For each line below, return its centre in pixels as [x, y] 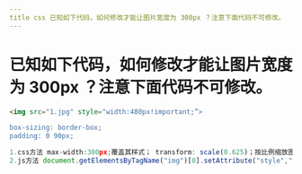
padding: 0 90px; [42, 136]
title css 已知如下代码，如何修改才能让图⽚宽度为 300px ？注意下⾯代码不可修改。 [147, 17]
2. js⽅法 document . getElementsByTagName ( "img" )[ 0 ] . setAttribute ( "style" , [149, 161]
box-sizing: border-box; [56, 128]
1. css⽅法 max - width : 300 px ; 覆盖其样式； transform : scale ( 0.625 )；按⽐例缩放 [149, 152]
